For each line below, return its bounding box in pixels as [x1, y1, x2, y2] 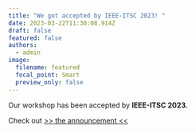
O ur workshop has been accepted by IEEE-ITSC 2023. [8, 100, 189, 110]
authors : [8, 41, 37, 49]
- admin [15, 49, 41, 57]
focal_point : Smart [15, 71, 80, 79]
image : [8, 57, 30, 65]
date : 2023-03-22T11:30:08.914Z [8, 19, 116, 27]
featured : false [8, 33, 62, 42]
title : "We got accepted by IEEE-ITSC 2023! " [8, 11, 166, 20]
